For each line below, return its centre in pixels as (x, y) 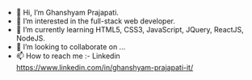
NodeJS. (31, 38)
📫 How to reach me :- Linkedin (68, 56)
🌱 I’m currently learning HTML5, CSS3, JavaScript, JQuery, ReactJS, (130, 29)
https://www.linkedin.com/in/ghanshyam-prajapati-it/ (105, 67)
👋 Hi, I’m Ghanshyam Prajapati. (67, 13)
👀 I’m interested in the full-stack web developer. (96, 21)
